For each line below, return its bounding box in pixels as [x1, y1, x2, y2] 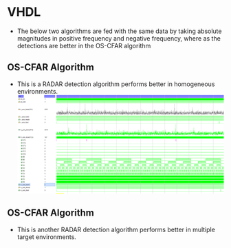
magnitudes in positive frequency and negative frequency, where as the [16, 34, 221, 42]
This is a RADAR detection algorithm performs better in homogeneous [16, 80, 215, 88]
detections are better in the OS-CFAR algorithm [16, 41, 151, 50]
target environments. [16, 232, 77, 241]
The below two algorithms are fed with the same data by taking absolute [16, 27, 222, 35]
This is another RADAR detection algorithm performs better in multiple [16, 225, 215, 234]
